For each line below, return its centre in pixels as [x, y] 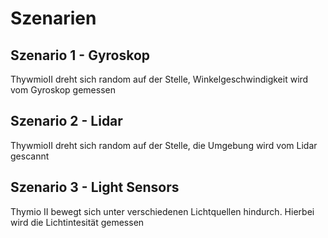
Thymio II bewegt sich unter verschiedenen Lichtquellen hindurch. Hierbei [162, 211]
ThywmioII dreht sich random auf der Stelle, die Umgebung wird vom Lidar [164, 145]
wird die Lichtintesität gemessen [77, 222]
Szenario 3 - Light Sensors [95, 187]
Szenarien [53, 18]
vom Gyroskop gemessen [63, 90]
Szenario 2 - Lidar [66, 121]
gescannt [30, 156]
